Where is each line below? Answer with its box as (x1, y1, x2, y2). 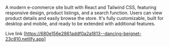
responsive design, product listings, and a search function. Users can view (5, 10, 162, 16)
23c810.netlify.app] (5, 36, 46, 42)
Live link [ (5, 31, 26, 36)
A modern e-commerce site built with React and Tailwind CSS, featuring (5, 5, 157, 10)
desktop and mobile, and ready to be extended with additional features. (5, 20, 156, 27)
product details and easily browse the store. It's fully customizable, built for (5, 15, 164, 21)
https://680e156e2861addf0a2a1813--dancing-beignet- (25, 31, 142, 36)
